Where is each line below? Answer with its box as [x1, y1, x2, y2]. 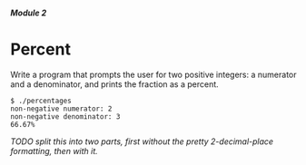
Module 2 [10, 7, 47, 18]
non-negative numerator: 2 [10, 104, 113, 113]
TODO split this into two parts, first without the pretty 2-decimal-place [10, 136, 274, 147]
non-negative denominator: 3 [10, 112, 121, 121]
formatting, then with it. [10, 145, 98, 156]
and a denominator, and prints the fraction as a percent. [10, 78, 219, 90]
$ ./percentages [10, 96, 72, 105]
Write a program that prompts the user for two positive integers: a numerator [10, 69, 297, 80]
